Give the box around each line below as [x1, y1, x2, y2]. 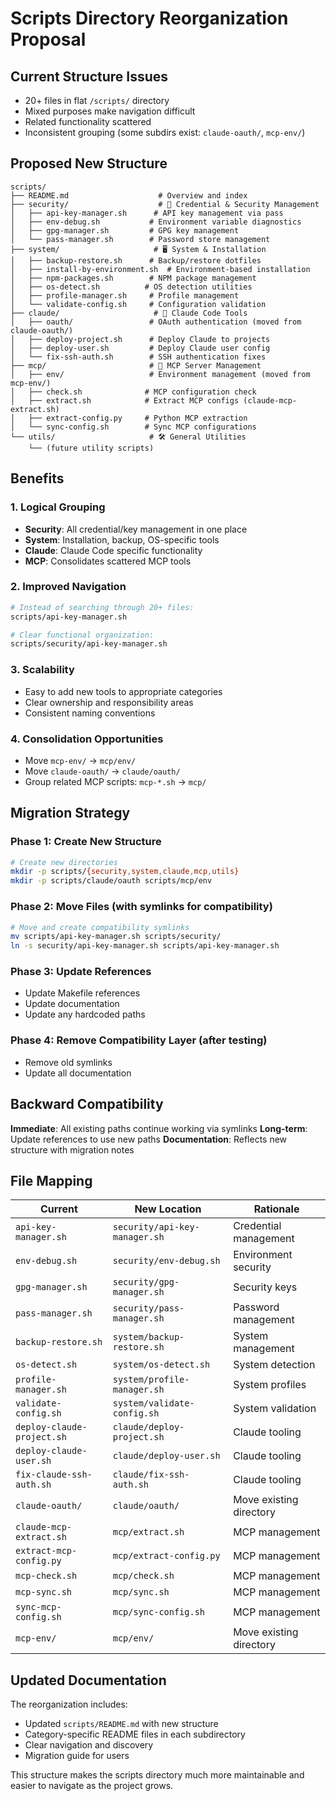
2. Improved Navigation [10, 580, 127, 594]
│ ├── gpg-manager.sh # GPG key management [10, 225, 240, 236]
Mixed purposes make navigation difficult [24, 105, 196, 117]
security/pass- [112, 1303, 185, 1314]
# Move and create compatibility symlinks [10, 922, 190, 932]
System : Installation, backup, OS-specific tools [24, 533, 220, 546]
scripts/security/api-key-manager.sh [10, 639, 168, 649]
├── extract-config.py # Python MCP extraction [28, 413, 248, 423]
